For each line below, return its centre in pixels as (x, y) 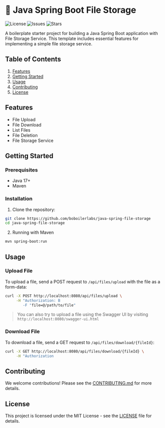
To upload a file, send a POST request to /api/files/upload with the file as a (83, 282)
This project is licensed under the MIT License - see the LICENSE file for (78, 416)
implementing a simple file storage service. (49, 43)
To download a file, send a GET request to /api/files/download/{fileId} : (80, 342)
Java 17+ (21, 181)
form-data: (16, 287)
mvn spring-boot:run (26, 242)
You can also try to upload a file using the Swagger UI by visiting (83, 315)
